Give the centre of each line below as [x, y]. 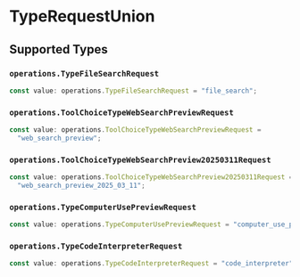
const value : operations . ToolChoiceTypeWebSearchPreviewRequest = [135, 130]
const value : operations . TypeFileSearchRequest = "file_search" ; [133, 91]
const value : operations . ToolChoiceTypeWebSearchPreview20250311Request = [151, 177]
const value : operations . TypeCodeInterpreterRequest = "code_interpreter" [151, 264]
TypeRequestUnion [82, 16]
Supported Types [59, 49]
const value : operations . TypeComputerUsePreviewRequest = [119, 224]
